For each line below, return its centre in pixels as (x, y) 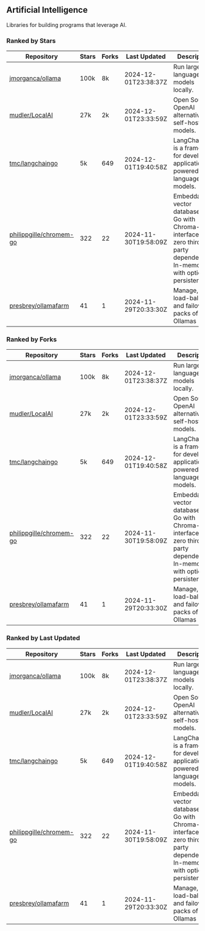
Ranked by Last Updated (43, 638)
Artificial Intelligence (47, 10)
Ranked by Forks (31, 339)
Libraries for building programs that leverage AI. (67, 24)
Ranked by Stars (31, 40)
